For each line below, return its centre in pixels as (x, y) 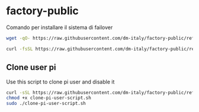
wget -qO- (18, 38)
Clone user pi (31, 67)
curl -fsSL (20, 49)
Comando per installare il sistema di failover (60, 27)
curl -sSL (18, 92)
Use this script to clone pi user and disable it (60, 82)
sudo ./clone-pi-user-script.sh (46, 104)
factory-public (42, 11)
